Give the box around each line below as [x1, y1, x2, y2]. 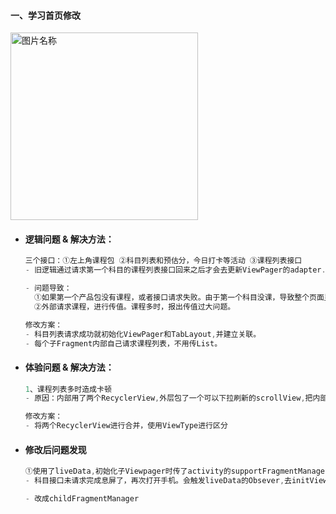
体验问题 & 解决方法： [24, 361, 115, 373]
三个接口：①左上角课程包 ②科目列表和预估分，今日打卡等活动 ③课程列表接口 [24, 256, 303, 266]
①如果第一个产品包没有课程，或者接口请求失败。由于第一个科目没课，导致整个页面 [34, 293, 325, 303]
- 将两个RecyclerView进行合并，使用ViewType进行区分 [24, 421, 228, 431]
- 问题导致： [24, 283, 72, 294]
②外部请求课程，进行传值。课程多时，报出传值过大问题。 [34, 301, 236, 312]
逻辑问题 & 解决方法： [24, 233, 115, 245]
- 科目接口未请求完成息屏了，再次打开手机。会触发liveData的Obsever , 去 [24, 476, 292, 486]
